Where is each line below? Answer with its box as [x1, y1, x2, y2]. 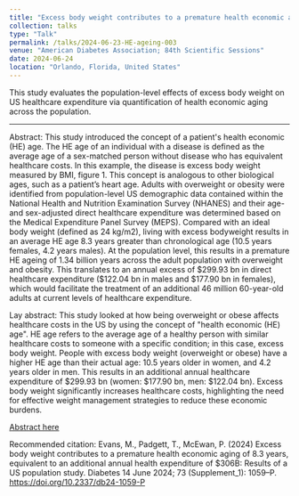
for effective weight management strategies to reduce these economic [9, 394, 268, 405]
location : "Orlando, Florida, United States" [9, 63, 181, 72]
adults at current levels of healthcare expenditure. [9, 292, 193, 303]
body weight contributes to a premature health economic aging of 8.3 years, [9, 448, 289, 459]
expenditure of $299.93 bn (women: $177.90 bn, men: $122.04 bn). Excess [9, 376, 283, 386]
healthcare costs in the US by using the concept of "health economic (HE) [9, 319, 281, 329]
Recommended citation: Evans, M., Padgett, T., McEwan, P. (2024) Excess [9, 438, 282, 450]
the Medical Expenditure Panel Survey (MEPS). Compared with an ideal [9, 216, 271, 227]
